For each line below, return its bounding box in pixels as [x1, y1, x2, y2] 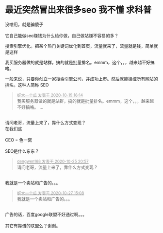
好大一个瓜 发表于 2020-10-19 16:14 [16, 92, 83, 98]
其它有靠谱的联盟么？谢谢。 [5, 222, 61, 229]
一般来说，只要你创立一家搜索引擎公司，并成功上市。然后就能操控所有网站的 [5, 76, 158, 82]
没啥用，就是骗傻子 [5, 21, 44, 27]
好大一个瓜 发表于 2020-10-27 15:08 [16, 190, 84, 196]
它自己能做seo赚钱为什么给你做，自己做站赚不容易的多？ [5, 33, 119, 38]
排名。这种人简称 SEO [5, 82, 49, 88]
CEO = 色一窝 [5, 137, 33, 143]
